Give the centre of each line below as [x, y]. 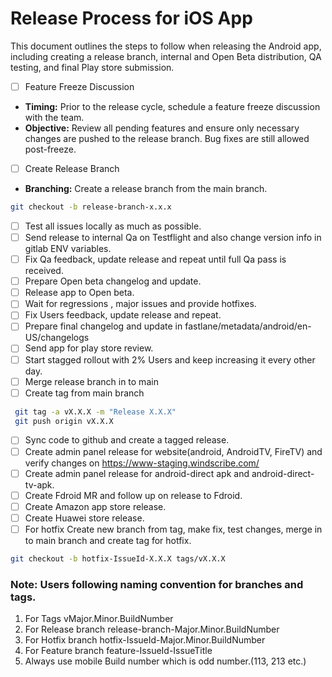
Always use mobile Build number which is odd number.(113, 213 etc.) [165, 661]
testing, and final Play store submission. [92, 67]
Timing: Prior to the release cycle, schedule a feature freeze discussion [172, 106]
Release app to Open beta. [79, 293]
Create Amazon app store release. [95, 506]
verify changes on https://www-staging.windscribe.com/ [142, 463]
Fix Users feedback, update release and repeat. [123, 315]
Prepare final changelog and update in [103, 326]
